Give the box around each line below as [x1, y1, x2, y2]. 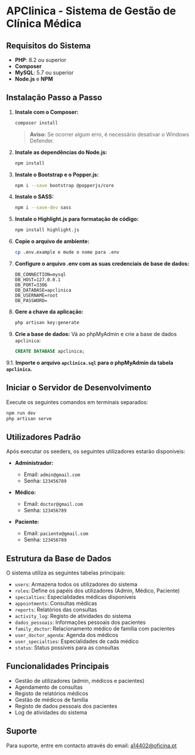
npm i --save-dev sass [14, 204, 72, 211]
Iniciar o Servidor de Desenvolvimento [6, 383, 152, 393]
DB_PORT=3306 [14, 282, 48, 288]
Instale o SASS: [14, 193, 54, 200]
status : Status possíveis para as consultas [14, 644, 119, 651]
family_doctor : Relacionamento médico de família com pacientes [14, 625, 175, 632]
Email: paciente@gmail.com [23, 530, 88, 537]
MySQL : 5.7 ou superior [14, 69, 74, 76]
